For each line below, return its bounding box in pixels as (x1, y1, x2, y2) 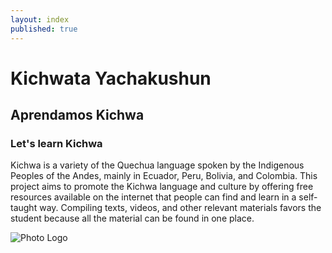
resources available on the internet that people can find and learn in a (10, 191, 297, 203)
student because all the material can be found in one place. (10, 212, 255, 225)
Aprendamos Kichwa (10, 107, 145, 124)
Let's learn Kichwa (10, 137, 103, 150)
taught (10, 202, 38, 214)
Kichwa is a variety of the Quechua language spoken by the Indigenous (10, 159, 305, 171)
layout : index (10, 14, 70, 25)
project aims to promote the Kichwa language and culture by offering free (10, 181, 314, 193)
